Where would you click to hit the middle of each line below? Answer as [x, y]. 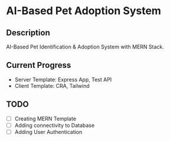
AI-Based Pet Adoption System [84, 11]
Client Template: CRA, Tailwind [52, 86]
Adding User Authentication [48, 132]
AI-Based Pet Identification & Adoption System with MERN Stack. [85, 47]
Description [28, 33]
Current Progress [39, 65]
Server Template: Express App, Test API [63, 79]
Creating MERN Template [45, 119]
